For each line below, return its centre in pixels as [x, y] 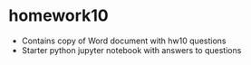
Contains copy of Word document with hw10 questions [124, 41]
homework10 [59, 16]
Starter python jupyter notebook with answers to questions [131, 50]
